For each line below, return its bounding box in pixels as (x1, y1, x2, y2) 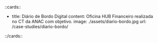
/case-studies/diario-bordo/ (11, 24, 69, 29)
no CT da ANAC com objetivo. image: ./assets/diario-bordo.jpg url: (11, 19, 147, 24)
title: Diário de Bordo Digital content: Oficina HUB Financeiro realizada (11, 14, 153, 19)
